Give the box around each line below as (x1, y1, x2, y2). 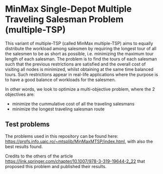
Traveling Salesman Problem (5, 14, 123, 25)
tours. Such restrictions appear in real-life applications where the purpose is (5, 71, 159, 77)
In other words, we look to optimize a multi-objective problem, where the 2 (5, 86, 155, 92)
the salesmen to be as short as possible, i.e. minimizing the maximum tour (5, 50, 154, 57)
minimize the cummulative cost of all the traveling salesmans (12, 101, 135, 107)
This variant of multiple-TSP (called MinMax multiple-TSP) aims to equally (5, 40, 153, 46)
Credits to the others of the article (5, 153, 73, 159)
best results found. (5, 143, 43, 150)
